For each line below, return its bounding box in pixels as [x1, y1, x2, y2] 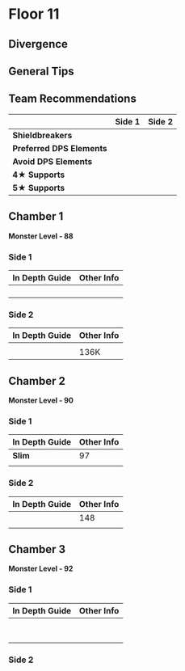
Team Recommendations [8, 92, 137, 106]
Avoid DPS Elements [12, 155, 93, 167]
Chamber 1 [8, 209, 64, 223]
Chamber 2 [8, 373, 66, 388]
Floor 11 [8, 5, 60, 23]
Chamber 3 [8, 542, 66, 556]
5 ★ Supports [12, 182, 65, 193]
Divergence [8, 37, 69, 51]
